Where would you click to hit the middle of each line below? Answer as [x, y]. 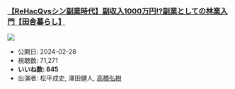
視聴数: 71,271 [38, 61]
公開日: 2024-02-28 [47, 52]
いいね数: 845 [38, 69]
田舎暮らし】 [44, 21]
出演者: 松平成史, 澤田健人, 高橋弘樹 [69, 78]
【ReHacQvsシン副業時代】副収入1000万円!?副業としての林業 [114, 11]
